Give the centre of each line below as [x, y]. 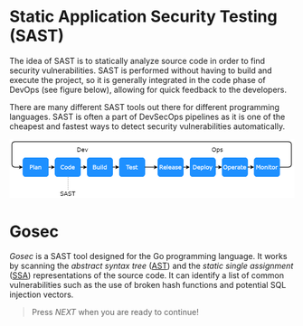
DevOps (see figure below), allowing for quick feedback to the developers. [148, 89]
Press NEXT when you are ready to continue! [115, 312]
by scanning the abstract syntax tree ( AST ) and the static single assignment [151, 266]
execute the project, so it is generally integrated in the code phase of [138, 79]
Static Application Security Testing [143, 17]
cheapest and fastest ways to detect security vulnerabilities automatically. [147, 126]
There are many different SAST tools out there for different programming [145, 107]
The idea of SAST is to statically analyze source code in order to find [137, 61]
